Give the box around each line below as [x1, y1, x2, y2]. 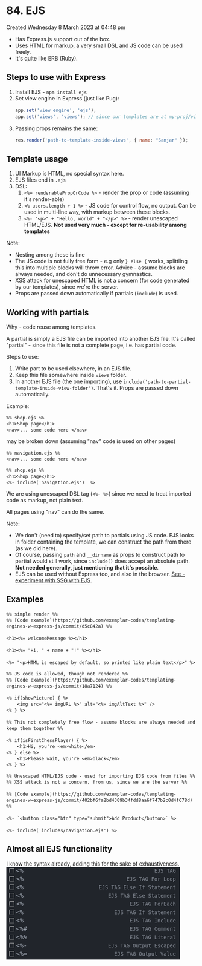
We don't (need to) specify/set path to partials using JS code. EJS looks [14, 532, 194, 539]
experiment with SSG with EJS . [14, 577, 92, 584]
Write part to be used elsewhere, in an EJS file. [14, 365, 131, 372]
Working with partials [6, 307, 89, 318]
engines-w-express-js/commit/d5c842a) [6, 623, 104, 629]
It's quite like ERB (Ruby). [14, 54, 78, 62]
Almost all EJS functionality [6, 844, 113, 854]
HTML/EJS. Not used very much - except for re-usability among [24, 222, 187, 229]
